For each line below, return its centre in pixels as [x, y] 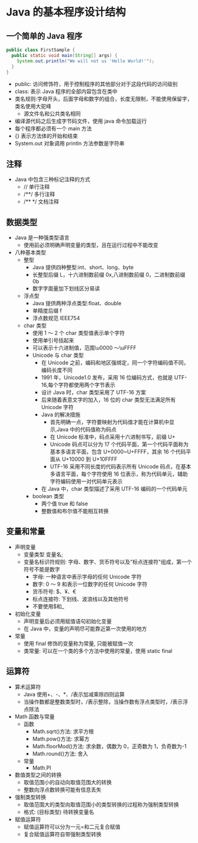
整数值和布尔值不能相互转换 [75, 511]
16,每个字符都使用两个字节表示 [78, 385]
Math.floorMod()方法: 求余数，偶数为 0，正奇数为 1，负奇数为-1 [109, 746]
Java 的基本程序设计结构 [66, 12]
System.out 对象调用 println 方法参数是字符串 [69, 144]
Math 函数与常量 [35, 717]
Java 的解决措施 [61, 414]
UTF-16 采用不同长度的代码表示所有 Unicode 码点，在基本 [121, 466]
